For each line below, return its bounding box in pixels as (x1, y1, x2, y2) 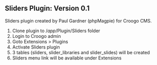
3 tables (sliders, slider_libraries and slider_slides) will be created (12, 49, 150, 55)
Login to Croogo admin (12, 33, 61, 39)
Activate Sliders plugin (12, 44, 60, 50)
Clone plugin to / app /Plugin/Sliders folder (12, 28, 101, 34)
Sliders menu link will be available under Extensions (12, 55, 122, 61)
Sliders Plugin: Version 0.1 (5, 4, 90, 13)
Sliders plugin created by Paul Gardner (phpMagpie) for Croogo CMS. (5, 17, 152, 24)
